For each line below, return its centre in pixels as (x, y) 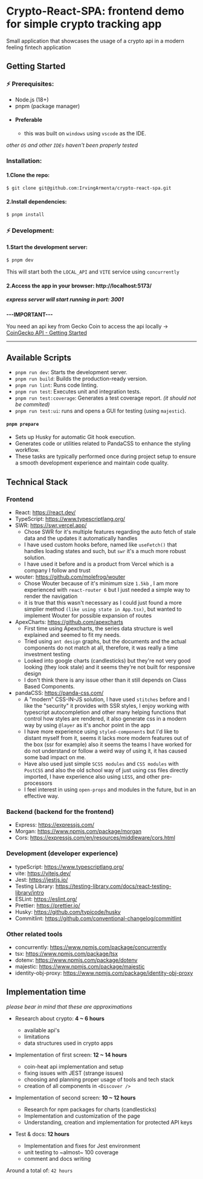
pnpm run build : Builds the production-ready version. (81, 379)
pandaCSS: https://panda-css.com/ (59, 693)
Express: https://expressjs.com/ (55, 825)
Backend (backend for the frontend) (60, 812)
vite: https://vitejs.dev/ (43, 873)
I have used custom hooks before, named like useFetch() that (100, 545)
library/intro (29, 892)
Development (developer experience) (62, 853)
